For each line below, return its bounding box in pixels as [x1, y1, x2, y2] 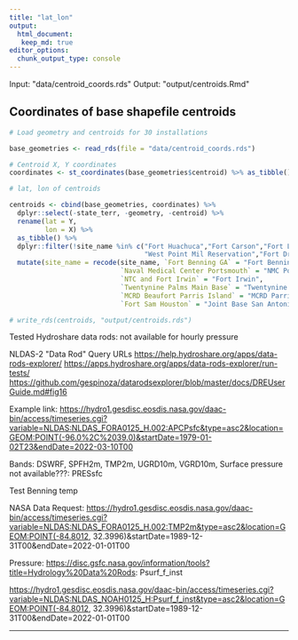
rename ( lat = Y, [17, 217, 77, 226]
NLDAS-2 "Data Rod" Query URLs [9, 348, 133, 360]
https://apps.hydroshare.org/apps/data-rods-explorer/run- [63, 358, 278, 369]
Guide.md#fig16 [9, 387, 68, 397]
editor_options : [9, 46, 69, 55]
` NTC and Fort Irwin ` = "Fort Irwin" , [120, 275, 264, 284]
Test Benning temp [9, 485, 78, 496]
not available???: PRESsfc [9, 468, 104, 479]
